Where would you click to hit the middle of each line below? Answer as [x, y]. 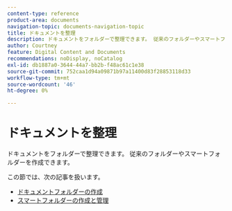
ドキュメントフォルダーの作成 [60, 192]
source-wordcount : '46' [42, 84]
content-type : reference [43, 13]
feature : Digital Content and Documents [67, 53]
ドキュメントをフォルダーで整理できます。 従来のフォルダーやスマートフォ [114, 154]
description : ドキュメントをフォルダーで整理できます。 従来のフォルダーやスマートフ [116, 39]
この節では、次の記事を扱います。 [56, 177]
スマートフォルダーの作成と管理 [63, 201]
